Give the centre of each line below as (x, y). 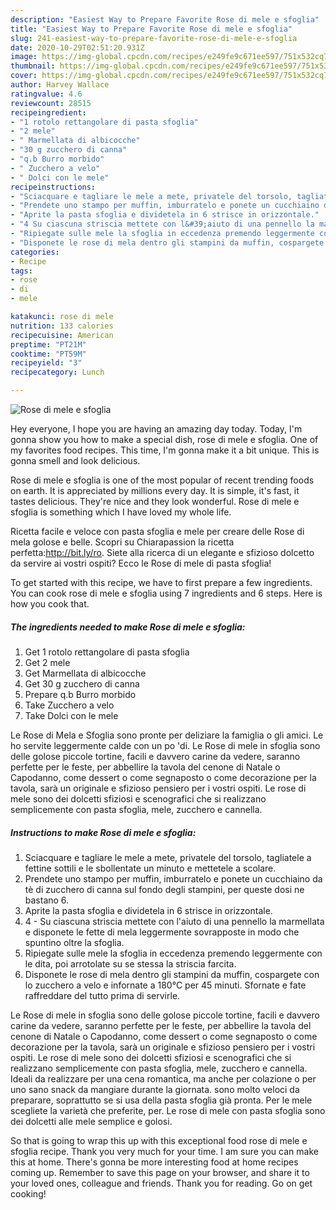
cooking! (28, 1193)
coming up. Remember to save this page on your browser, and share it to (160, 1172)
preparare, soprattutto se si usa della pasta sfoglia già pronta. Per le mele (161, 1100)
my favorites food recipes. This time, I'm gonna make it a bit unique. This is (165, 450)
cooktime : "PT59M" (48, 354)
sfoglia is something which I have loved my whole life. (121, 512)
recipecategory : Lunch (57, 372)
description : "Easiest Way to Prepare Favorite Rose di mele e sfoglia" (165, 19)
